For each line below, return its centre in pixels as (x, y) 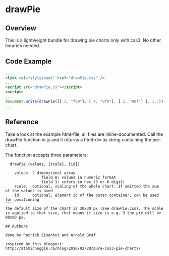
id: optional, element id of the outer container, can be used (87, 195)
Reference (22, 122)
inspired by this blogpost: (35, 244)
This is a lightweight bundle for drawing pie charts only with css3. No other (83, 40)
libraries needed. (23, 46)
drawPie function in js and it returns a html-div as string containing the (78, 139)
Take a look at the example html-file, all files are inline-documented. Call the (84, 134)
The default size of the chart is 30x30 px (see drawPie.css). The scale (84, 208)
